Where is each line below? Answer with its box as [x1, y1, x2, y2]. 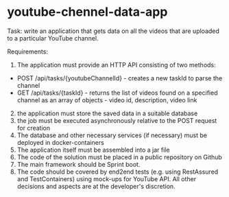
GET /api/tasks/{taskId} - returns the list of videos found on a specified [16, 89, 218, 97]
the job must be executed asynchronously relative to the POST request [16, 116, 217, 124]
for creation [16, 124, 51, 132]
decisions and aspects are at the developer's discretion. [16, 182, 176, 190]
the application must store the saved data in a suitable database [16, 109, 198, 117]
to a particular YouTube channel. [7, 34, 99, 42]
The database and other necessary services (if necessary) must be [16, 131, 208, 139]
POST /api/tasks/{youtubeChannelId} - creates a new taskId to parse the [16, 73, 223, 82]
